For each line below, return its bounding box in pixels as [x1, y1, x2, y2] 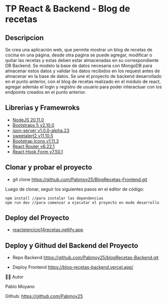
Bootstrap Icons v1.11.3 [12, 138, 59, 144]
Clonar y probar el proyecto [5, 163, 92, 172]
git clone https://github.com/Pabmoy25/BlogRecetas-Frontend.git [12, 176, 148, 182]
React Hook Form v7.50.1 [12, 148, 63, 155]
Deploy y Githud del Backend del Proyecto [5, 241, 139, 250]
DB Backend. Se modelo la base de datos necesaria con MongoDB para [5, 63, 153, 68]
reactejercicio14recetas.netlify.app [12, 227, 84, 233]
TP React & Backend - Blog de [5, 3, 131, 14]
